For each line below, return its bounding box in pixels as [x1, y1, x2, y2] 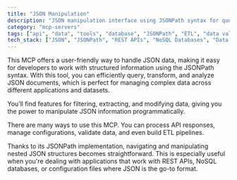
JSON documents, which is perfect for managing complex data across [7, 78, 212, 87]
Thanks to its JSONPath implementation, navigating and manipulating [7, 142, 209, 150]
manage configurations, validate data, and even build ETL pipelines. [7, 128, 205, 137]
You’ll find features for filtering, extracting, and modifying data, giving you [7, 100, 222, 108]
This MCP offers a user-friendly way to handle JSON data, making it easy [7, 56, 220, 64]
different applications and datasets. [7, 86, 111, 95]
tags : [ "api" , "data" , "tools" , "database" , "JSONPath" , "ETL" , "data [7, 30, 219, 37]
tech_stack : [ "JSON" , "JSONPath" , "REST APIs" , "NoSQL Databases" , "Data [7, 37, 229, 44]
